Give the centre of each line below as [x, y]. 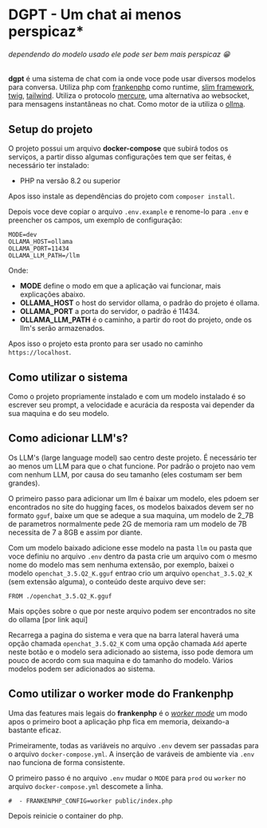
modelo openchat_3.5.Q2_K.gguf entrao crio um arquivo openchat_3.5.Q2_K [130, 573]
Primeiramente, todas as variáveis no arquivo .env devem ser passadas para [133, 745]
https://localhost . [40, 352]
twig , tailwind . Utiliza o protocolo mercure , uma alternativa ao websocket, [129, 96]
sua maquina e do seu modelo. [59, 414]
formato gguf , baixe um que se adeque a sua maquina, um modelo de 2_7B [131, 515]
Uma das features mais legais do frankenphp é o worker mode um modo [128, 713]
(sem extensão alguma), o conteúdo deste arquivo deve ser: [107, 581]
